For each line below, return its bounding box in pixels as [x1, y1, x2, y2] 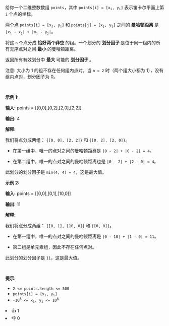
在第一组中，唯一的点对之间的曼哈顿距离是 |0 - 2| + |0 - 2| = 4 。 [12, 148, 155, 154]
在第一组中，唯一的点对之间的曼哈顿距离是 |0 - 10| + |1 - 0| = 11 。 [12, 233, 159, 239]
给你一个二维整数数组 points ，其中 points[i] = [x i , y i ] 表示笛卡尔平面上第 [5, 5, 164, 11]
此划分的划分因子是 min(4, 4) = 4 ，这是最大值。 [5, 169, 107, 175]
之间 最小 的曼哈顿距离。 [27, 46, 79, 52]
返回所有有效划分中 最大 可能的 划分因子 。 [5, 57, 94, 63]
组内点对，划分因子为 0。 [5, 74, 58, 80]
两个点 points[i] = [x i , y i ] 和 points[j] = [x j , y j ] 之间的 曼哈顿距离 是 [5, 22, 159, 29]
